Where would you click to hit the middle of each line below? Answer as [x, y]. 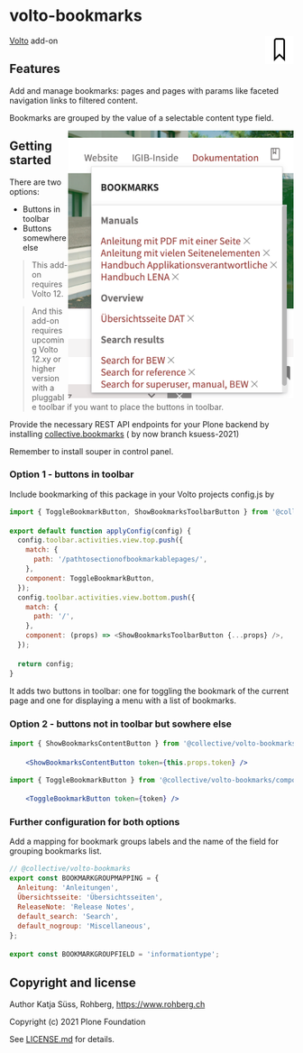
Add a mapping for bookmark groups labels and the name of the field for [144, 842]
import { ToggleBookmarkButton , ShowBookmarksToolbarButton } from [139, 512]
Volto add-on [34, 41]
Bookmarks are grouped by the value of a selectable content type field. [142, 117]
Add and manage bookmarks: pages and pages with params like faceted [144, 90]
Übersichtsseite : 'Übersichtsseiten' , [91, 898]
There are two [35, 182]
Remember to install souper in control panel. [92, 451]
